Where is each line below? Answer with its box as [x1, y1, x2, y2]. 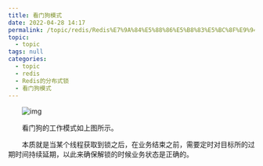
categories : [8, 56, 47, 63]
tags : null [8, 48, 44, 56]
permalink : [8, 26, 44, 34]
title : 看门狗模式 [8, 11, 63, 20]
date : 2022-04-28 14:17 [8, 19, 86, 27]
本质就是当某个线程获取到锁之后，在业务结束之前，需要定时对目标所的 [21, 140, 248, 150]
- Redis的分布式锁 [15, 77, 69, 85]
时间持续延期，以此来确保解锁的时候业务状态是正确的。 [14, 150, 193, 159]
